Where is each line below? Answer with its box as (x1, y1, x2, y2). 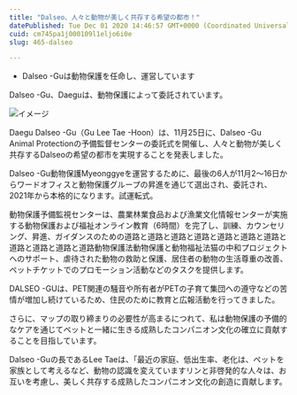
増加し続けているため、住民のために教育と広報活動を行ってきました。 (24, 294, 280, 306)
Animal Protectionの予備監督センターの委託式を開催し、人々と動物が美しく (9, 138, 283, 149)
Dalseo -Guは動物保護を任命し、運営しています (21, 71, 195, 81)
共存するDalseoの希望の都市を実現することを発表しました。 (9, 150, 228, 160)
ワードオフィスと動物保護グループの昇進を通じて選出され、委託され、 (16, 179, 272, 190)
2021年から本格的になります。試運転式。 (9, 190, 158, 201)
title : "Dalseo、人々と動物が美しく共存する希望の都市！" (9, 12, 201, 22)
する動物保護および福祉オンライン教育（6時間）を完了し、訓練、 (9, 221, 247, 231)
